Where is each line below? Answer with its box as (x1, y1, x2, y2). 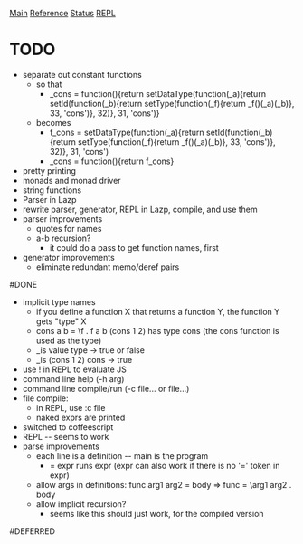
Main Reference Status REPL (9, 8, 116, 18)
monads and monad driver (22, 175, 121, 186)
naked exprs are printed (35, 412, 126, 423)
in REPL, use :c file (35, 402, 106, 413)
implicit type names (22, 296, 97, 307)
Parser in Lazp (22, 194, 77, 205)
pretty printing (22, 165, 77, 176)
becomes (35, 117, 71, 128)
